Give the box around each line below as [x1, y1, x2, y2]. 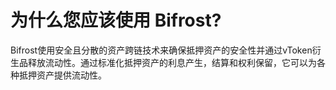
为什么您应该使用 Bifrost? [10, 9, 222, 32]
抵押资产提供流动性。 [18, 69, 107, 81]
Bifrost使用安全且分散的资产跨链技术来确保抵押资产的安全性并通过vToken [10, 44, 313, 56]
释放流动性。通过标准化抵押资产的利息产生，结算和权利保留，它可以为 [27, 56, 317, 68]
